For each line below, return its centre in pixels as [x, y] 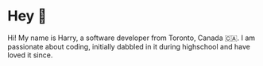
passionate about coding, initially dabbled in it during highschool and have [129, 46]
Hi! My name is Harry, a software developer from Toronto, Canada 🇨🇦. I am [131, 38]
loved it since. [30, 55]
